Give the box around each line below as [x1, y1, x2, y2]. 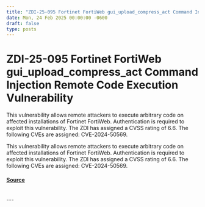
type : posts [6, 26, 37, 32]
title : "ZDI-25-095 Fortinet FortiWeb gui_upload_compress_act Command [6, 9, 192, 15]
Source [6, 176, 26, 183]
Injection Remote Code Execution [6, 78, 179, 92]
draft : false [6, 20, 40, 26]
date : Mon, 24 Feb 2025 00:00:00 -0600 [6, 15, 108, 21]
